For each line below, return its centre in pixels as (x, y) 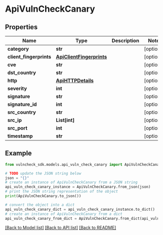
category (18, 49)
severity (17, 88)
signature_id (22, 104)
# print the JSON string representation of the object (62, 192)
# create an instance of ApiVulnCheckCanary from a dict (64, 214)
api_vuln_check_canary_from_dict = (41, 218)
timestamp (20, 136)
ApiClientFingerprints (81, 57)
